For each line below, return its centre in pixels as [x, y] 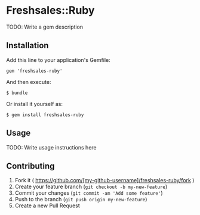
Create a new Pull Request [47, 205]
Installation [27, 46]
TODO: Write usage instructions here [51, 147]
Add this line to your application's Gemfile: [58, 60]
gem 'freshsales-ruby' [34, 71]
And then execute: [29, 82]
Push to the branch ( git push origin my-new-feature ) [81, 200]
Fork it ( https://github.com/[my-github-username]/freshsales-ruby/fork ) [104, 180]
